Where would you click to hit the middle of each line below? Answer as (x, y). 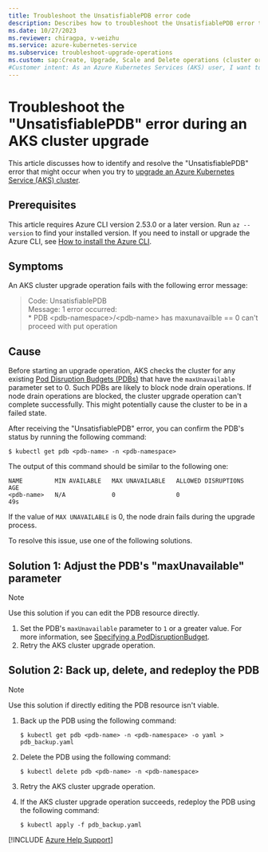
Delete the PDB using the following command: (95, 757)
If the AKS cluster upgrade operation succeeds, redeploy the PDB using (138, 802)
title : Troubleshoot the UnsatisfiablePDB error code (100, 16)
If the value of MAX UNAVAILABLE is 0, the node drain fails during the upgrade (132, 517)
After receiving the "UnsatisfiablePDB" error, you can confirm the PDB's (126, 428)
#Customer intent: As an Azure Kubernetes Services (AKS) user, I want (130, 68)
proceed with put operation (73, 326)
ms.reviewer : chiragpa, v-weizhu (64, 38)
